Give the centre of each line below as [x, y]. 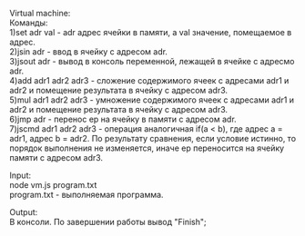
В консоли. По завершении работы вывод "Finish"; [108, 222]
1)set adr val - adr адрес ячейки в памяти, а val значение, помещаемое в [151, 32]
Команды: [29, 23]
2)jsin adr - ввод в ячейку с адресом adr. [89, 52]
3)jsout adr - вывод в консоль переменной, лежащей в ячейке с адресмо [152, 61]
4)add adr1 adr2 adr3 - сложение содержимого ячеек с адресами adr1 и [149, 80]
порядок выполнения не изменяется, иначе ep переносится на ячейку [147, 148]
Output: [24, 212]
